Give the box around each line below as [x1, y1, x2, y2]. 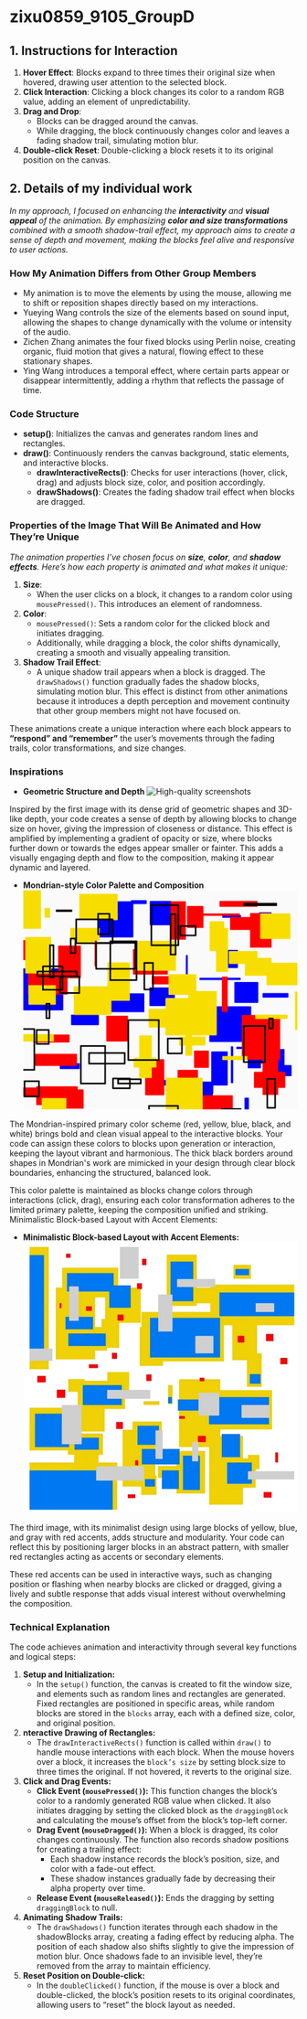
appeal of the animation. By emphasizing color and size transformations [9, 215, 289, 226]
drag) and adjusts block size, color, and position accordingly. [36, 477, 266, 488]
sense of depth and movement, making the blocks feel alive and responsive [9, 234, 295, 245]
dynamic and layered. [9, 862, 91, 872]
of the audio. [22, 326, 71, 337]
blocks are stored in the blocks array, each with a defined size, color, [36, 1708, 295, 1719]
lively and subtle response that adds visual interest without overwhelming [9, 1588, 286, 1599]
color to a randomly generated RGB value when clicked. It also [36, 1795, 271, 1807]
